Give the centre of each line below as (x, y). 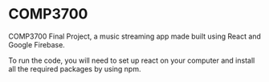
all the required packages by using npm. (75, 68)
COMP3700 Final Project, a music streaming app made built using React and (134, 36)
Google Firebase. (37, 44)
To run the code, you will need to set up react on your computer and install (132, 60)
